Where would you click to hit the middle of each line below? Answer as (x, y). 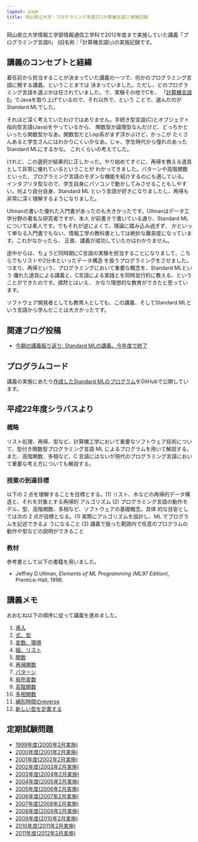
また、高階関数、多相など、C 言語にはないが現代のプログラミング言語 (92, 456)
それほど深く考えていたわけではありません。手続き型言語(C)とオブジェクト (98, 120)
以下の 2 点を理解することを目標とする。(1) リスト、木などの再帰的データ (96, 494)
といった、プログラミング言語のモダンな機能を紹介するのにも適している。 (97, 176)
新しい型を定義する (39, 709)
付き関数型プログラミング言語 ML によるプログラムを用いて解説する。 (107, 448)
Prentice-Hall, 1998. (39, 580)
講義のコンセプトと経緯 (49, 62)
